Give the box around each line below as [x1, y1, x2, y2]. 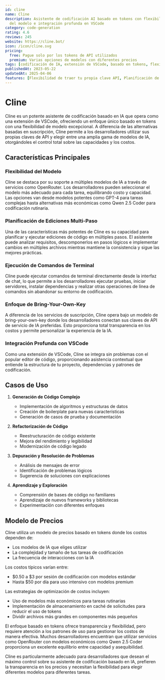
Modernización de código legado [19, 443, 87, 449]
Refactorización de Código [12, 423, 68, 430]
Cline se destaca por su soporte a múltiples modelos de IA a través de [5, 179, 147, 185]
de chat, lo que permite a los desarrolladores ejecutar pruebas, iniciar [5, 278, 146, 284]
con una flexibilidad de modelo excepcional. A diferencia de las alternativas [5, 123, 158, 129]
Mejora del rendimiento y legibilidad [19, 438, 92, 444]
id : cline [5, 7, 26, 12]
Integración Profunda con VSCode [5, 340, 89, 347]
